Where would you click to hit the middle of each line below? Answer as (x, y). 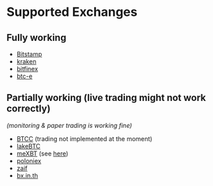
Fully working (36, 38)
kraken (26, 62)
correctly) (29, 109)
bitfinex (27, 69)
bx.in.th (27, 175)
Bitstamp (29, 54)
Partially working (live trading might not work (106, 98)
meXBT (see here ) (42, 154)
